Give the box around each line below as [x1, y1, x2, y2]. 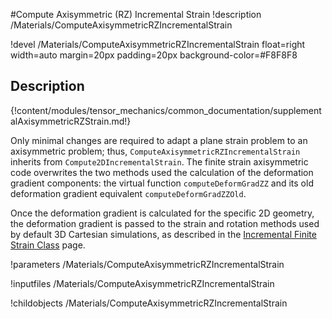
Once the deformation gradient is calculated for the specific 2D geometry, [10, 207, 315, 219]
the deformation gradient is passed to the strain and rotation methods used [10, 217, 320, 229]
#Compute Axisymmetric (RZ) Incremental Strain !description [10, 9, 262, 20]
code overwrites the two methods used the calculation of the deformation [10, 166, 314, 178]
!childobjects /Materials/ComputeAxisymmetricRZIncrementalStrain [10, 297, 288, 309]
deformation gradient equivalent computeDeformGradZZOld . [10, 187, 247, 199]
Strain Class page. [10, 239, 86, 251]
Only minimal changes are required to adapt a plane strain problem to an [10, 134, 308, 146]
